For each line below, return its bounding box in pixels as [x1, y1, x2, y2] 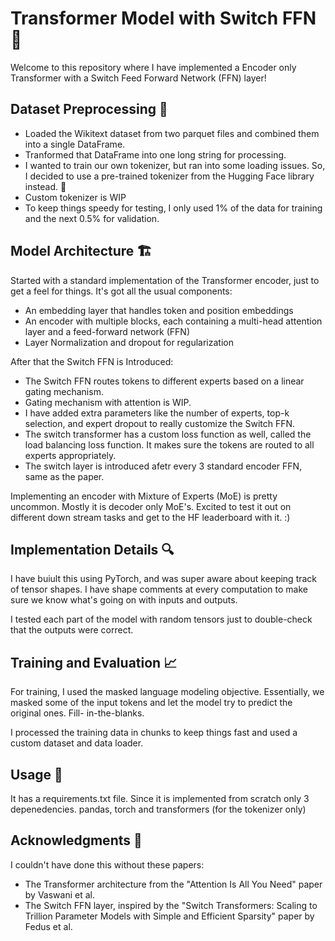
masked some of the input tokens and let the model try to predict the [10, 697, 293, 709]
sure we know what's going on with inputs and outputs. [10, 594, 238, 606]
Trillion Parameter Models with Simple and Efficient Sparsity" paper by [24, 910, 315, 922]
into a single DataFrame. [24, 138, 126, 150]
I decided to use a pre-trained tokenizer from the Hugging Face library [24, 170, 315, 182]
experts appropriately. [24, 449, 117, 461]
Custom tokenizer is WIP [24, 191, 127, 203]
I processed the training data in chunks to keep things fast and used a [10, 727, 298, 739]
